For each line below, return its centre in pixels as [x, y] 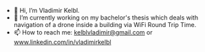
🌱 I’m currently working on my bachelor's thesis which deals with [106, 18]
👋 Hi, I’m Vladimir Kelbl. [47, 10]
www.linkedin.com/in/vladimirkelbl [62, 42]
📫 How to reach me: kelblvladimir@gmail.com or [83, 32]
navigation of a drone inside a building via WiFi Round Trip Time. [105, 25]
